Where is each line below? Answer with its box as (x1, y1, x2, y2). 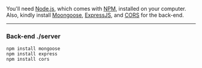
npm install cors (6, 57, 50, 63)
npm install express (6, 51, 58, 57)
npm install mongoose (6, 46, 61, 52)
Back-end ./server (6, 32, 61, 40)
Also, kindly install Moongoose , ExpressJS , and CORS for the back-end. (6, 11, 185, 19)
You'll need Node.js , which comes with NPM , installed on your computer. (6, 5, 186, 12)
